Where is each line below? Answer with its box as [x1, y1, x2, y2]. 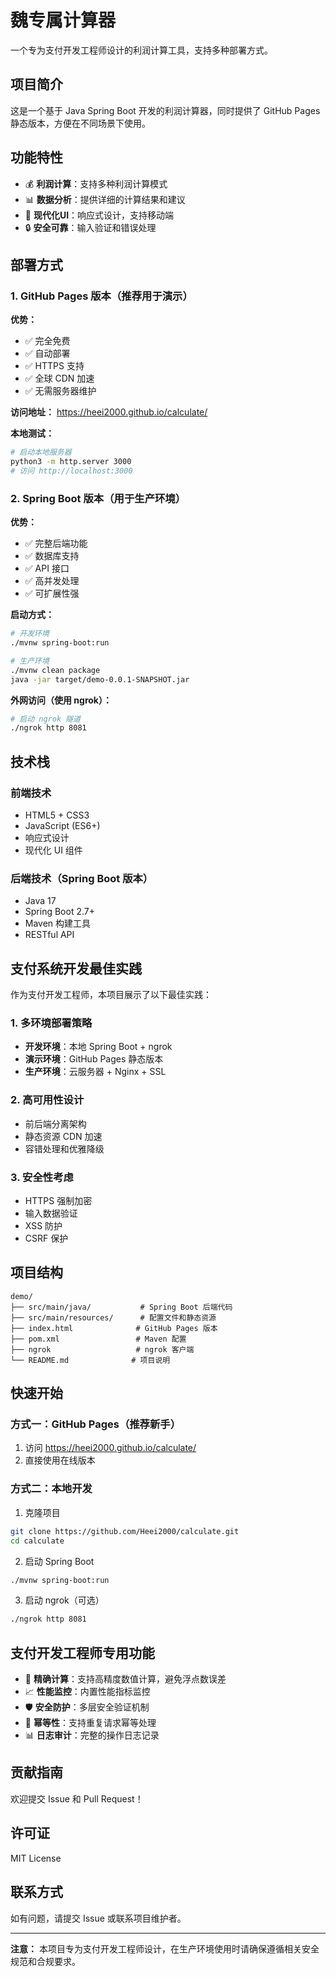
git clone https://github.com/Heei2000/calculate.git [10, 1526, 240, 1536]
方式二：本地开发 [10, 1482, 93, 1496]
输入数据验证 [24, 1207, 78, 1219]
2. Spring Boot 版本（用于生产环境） [10, 491, 187, 505]
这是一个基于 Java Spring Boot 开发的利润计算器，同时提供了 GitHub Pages [10, 104, 321, 116]
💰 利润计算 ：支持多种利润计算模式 [24, 177, 168, 190]
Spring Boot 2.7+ [24, 906, 95, 918]
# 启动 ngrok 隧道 [10, 714, 81, 724]
